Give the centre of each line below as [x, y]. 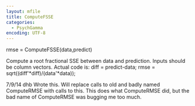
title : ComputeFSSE [30, 17]
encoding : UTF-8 [26, 33]
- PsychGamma [27, 28]
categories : [20, 22]
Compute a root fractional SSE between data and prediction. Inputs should [96, 61]
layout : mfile [23, 11]
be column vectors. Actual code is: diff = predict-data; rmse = [81, 67]
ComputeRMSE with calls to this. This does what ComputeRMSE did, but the [98, 91]
